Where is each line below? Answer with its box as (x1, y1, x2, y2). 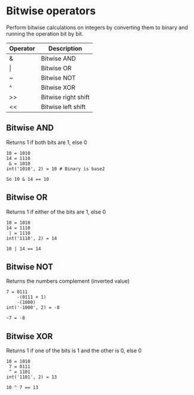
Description (48, 44, 82, 52)
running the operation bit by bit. (6, 30, 84, 37)
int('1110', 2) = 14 (6, 235, 58, 242)
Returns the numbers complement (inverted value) (6, 278, 130, 285)
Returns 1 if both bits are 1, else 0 (6, 139, 87, 146)
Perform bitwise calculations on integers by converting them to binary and (6, 24, 189, 31)
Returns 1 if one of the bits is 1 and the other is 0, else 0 (6, 347, 142, 355)
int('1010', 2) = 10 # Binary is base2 (6, 165, 105, 172)
